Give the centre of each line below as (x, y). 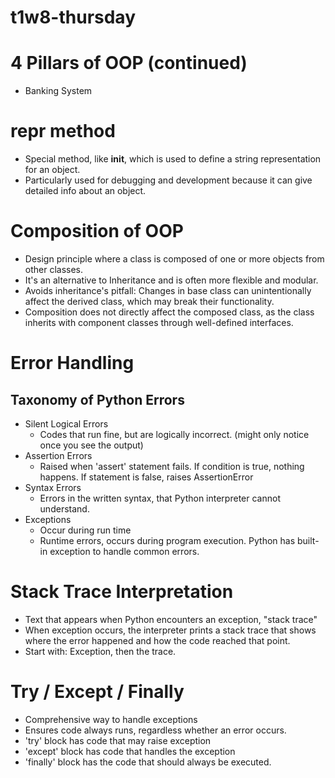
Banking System (58, 91)
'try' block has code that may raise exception (118, 740)
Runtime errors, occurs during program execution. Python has (167, 540)
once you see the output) (91, 445)
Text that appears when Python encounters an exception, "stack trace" (171, 619)
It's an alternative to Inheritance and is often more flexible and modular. (171, 280)
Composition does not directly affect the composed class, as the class (169, 312)
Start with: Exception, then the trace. (100, 651)
